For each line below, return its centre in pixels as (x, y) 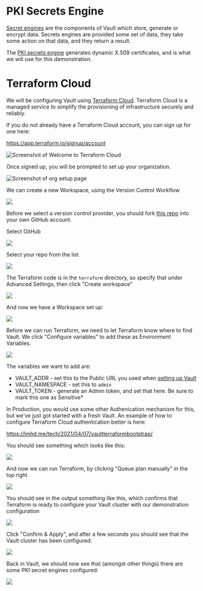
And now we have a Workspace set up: (55, 307)
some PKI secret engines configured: (52, 570)
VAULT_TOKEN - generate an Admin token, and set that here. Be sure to (104, 391)
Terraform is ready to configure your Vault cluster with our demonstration (98, 504)
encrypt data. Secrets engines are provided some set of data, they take (95, 34)
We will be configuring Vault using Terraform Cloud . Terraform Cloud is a (97, 100)
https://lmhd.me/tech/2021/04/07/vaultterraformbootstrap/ (79, 433)
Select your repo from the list (43, 254)
